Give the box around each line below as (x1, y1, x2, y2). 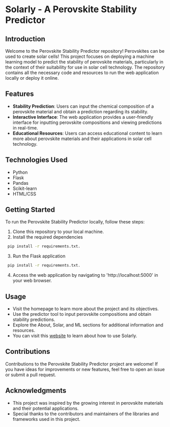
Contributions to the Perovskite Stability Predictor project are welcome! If (5, 360, 158, 367)
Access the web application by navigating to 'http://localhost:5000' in (12, 272, 158, 278)
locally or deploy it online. (5, 75, 59, 81)
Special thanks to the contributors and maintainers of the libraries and (12, 410, 159, 417)
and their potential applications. (12, 405, 79, 411)
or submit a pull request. (5, 372, 56, 378)
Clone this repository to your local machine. (12, 228, 104, 235)
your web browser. (12, 278, 52, 284)
